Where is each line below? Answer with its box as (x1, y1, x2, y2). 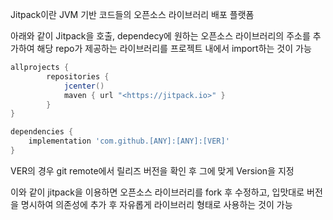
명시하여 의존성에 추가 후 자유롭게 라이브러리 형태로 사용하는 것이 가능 (20, 198, 293, 210)
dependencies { (10, 127, 74, 137)
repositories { (46, 71, 110, 82)
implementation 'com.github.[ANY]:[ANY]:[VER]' (28, 136, 230, 147)
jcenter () (63, 81, 105, 91)
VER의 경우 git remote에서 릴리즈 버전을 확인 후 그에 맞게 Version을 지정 (10, 164, 295, 177)
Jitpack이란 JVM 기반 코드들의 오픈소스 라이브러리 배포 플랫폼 (10, 9, 255, 20)
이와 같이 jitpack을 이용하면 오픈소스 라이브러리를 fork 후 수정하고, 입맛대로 (10, 186, 305, 198)
